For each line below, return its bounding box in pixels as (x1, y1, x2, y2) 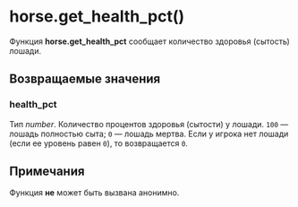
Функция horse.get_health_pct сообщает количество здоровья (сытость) (9, 36, 291, 47)
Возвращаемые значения (9, 72, 161, 87)
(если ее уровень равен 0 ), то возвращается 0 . (9, 137, 188, 149)
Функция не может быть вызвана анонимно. (9, 187, 180, 198)
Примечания (9, 164, 85, 179)
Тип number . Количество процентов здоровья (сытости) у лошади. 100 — (9, 118, 289, 129)
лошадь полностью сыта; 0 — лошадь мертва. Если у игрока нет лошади (9, 128, 289, 139)
